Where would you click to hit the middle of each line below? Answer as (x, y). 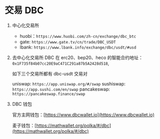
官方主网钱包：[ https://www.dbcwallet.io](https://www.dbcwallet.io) (83, 115)
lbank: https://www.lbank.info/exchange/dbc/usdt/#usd (78, 47)
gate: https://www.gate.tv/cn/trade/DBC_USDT (68, 41)
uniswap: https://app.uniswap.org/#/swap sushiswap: (69, 83)
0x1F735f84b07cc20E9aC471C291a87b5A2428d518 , (61, 63)
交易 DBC (24, 10)
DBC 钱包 (22, 104)
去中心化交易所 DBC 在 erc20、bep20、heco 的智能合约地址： (77, 57)
